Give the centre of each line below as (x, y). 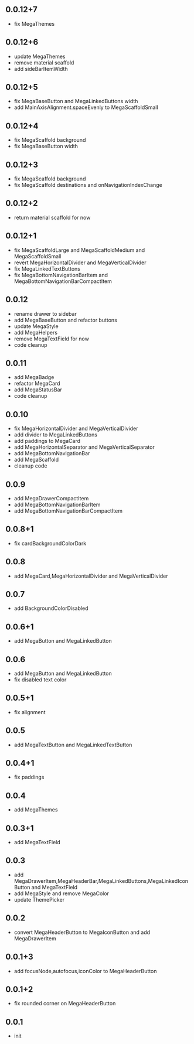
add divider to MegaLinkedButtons (56, 435)
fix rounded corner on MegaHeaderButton (65, 1004)
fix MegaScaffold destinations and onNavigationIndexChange (88, 185)
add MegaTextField (37, 842)
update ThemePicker (39, 899)
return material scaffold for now (52, 217)
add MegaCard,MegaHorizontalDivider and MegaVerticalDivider (91, 576)
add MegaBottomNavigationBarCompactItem (68, 511)
